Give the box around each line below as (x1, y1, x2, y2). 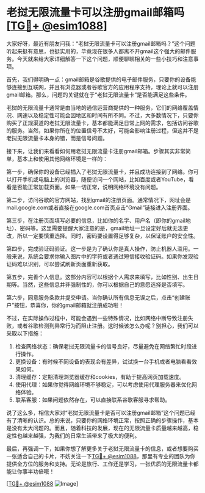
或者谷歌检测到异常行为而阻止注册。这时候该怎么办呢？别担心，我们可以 (16, 322, 199, 329)
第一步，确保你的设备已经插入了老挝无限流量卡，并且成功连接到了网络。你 (6, 168, 193, 175)
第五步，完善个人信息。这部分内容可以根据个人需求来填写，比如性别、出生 (6, 273, 193, 281)
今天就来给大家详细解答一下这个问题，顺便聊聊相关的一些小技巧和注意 (16, 55, 193, 62)
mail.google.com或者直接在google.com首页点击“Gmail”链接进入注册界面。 (6, 204, 193, 211)
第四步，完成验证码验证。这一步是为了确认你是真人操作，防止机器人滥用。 (6, 245, 193, 252)
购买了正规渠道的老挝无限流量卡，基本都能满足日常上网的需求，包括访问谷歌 (6, 119, 199, 126)
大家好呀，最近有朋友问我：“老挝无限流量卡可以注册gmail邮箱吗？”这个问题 (6, 40, 196, 47)
